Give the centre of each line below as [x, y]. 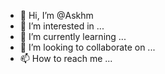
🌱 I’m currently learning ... [73, 36]
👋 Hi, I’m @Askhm [56, 15]
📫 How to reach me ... [66, 58]
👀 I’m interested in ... [62, 26]
